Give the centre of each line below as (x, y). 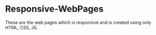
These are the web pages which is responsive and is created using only (78, 22)
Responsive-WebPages (54, 9)
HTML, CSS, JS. (22, 27)
